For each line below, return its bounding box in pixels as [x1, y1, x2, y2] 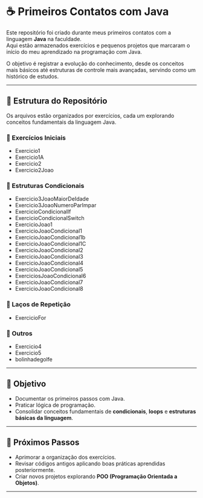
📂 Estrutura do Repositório [6, 96, 108, 106]
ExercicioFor [14, 314, 47, 321]
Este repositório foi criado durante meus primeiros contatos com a [6, 28, 171, 36]
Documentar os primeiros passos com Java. [14, 395, 125, 402]
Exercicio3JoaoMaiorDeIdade [14, 195, 89, 202]
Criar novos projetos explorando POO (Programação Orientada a [14, 473, 178, 480]
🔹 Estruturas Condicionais [6, 181, 85, 190]
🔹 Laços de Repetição [6, 300, 71, 309]
